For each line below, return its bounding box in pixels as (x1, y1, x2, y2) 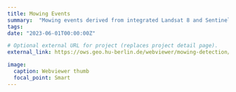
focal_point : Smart (13, 74, 71, 81)
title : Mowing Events (7, 10, 71, 17)
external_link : (7, 49, 52, 56)
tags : (7, 23, 23, 30)
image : (7, 61, 27, 68)
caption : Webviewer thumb (13, 68, 90, 75)
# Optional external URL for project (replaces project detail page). (7, 43, 218, 49)
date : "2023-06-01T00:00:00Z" (7, 29, 96, 37)
